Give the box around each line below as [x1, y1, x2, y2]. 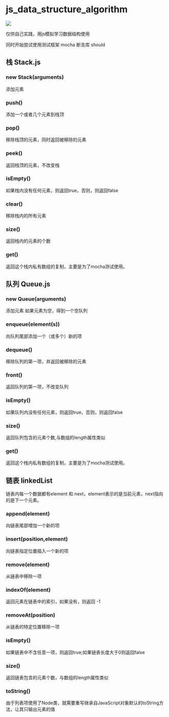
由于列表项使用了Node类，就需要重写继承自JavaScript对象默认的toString [6, 700, 159, 706]
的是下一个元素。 [6, 497, 42, 503]
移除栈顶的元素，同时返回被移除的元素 [6, 137, 86, 143]
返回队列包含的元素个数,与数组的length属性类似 [6, 434, 106, 440]
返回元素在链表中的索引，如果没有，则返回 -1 [6, 598, 101, 604]
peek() [6, 150, 22, 157]
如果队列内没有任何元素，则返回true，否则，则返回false [6, 409, 123, 415]
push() [6, 99, 23, 106]
